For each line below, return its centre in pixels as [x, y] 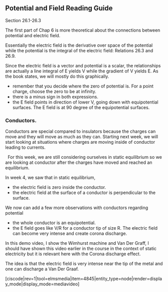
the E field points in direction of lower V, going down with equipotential [86, 102]
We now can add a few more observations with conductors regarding [77, 208]
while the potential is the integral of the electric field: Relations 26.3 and [79, 50]
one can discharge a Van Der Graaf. [42, 269]
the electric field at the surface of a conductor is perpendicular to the [84, 192]
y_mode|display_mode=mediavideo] [42, 284]
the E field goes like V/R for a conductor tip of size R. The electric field [85, 228]
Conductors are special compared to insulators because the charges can [80, 131]
